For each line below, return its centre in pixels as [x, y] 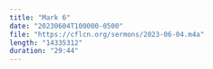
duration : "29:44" [44, 51]
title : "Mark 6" [40, 17]
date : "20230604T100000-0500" [67, 26]
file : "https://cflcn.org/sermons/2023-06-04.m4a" [107, 34]
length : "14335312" [46, 43]
